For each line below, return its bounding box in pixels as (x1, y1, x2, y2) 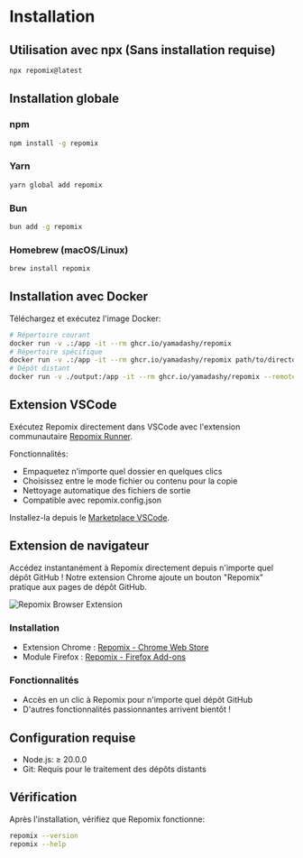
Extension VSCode (9, 397, 117, 412)
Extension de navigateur (9, 539, 150, 554)
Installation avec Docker (9, 289, 149, 304)
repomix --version (9, 831, 78, 840)
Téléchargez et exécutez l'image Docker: (9, 313, 161, 324)
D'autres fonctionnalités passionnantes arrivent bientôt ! (22, 704, 232, 715)
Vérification (9, 789, 78, 805)
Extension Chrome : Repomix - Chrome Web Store (22, 641, 209, 652)
